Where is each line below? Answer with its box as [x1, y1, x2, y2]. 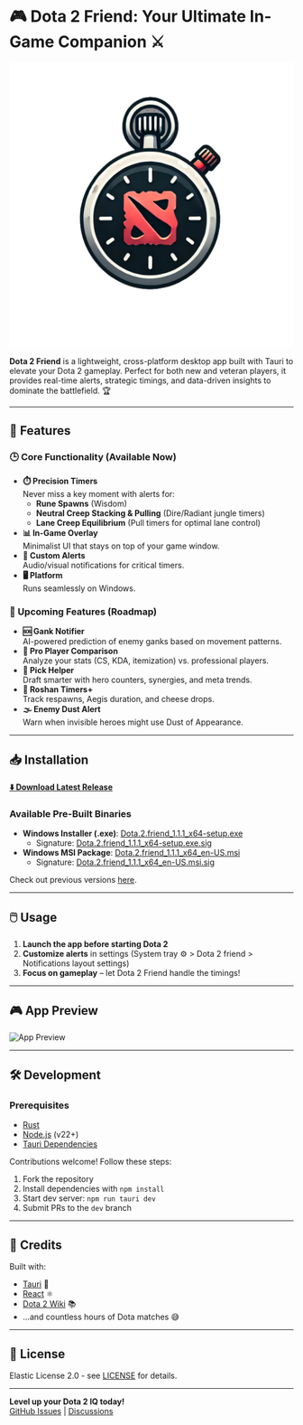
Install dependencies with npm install [22, 1184, 165, 1195]
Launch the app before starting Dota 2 [22, 938, 169, 949]
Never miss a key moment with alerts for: [22, 488, 176, 499]
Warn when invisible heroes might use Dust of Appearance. [22, 717, 243, 727]
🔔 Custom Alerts [22, 549, 86, 560]
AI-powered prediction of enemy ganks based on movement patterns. [22, 635, 282, 646]
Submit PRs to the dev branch [22, 1203, 133, 1214]
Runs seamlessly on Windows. [22, 583, 136, 594]
